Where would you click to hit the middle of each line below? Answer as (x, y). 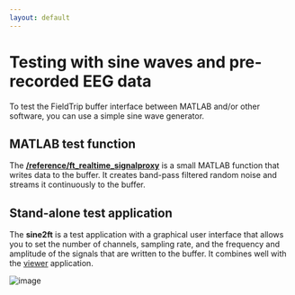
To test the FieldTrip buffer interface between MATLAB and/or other (135, 106)
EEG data (117, 81)
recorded (44, 81)
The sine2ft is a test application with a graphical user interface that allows (147, 235)
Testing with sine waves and (118, 62)
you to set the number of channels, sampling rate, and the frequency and (145, 245)
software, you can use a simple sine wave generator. (107, 116)
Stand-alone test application (91, 213)
